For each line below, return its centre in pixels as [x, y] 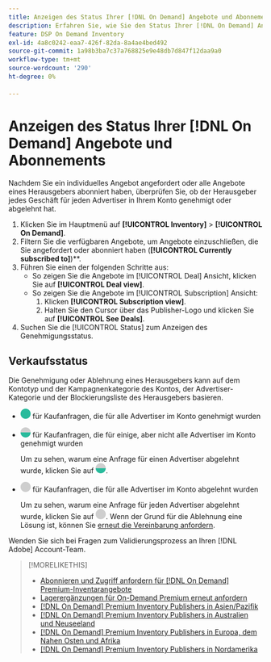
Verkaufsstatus [48, 360]
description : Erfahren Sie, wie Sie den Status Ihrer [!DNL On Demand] [131, 25]
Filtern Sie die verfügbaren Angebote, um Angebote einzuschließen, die [139, 241]
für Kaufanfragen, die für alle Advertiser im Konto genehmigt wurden [146, 417]
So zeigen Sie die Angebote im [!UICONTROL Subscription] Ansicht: [145, 293]
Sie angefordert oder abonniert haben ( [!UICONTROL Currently [126, 249]
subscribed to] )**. [51, 258]
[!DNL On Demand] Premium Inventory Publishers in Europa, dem [148, 632]
